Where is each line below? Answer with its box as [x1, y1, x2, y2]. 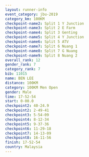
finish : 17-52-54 [5, 140, 41, 145]
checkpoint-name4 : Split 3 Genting [5, 30, 78, 35]
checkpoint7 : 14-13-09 [5, 131, 51, 136]
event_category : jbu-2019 [5, 12, 58, 17]
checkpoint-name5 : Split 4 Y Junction [5, 35, 84, 40]
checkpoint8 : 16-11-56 [5, 135, 51, 140]
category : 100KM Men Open [5, 85, 58, 90]
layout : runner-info [5, 7, 47, 12]
